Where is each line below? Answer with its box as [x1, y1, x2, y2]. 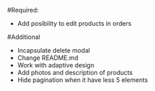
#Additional [7, 33, 40, 41]
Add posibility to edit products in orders [17, 19, 132, 27]
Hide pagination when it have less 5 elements [17, 76, 148, 84]
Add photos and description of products [17, 69, 133, 76]
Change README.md [17, 53, 79, 62]
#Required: [7, 6, 39, 14]
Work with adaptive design [17, 61, 94, 69]
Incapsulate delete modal [17, 47, 91, 54]
